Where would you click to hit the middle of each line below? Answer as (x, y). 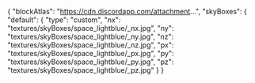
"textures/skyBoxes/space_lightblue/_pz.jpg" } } (86, 70)
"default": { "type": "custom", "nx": (64, 20)
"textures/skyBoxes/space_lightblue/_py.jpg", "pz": (91, 62)
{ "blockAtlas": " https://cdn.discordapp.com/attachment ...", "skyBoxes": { (127, 11)
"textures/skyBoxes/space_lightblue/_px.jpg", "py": (91, 53)
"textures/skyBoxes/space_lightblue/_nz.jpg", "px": (91, 45)
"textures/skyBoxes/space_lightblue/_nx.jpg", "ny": (91, 28)
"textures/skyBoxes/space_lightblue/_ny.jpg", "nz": (91, 36)
